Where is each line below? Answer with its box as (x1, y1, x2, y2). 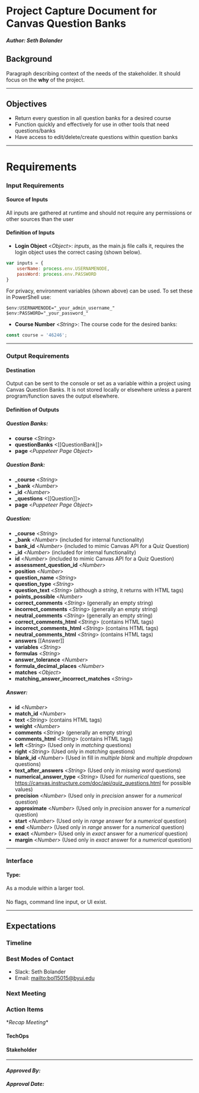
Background (6, 54, 52, 64)
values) (14, 786, 33, 793)
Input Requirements (6, 181, 65, 190)
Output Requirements (6, 352, 70, 360)
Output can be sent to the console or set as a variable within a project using (6, 380, 191, 387)
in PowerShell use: (6, 294, 52, 301)
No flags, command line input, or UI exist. (6, 898, 107, 905)
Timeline (6, 938, 32, 947)
